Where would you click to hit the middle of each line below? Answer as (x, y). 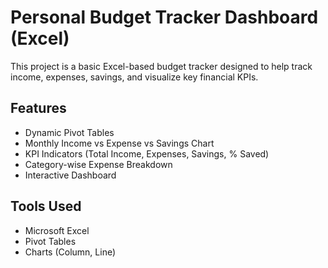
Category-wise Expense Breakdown (98, 164)
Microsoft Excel (57, 230)
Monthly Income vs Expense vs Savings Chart (119, 143)
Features (38, 108)
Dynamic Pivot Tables (69, 132)
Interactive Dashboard (70, 175)
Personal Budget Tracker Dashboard (164, 17)
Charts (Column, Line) (70, 252)
